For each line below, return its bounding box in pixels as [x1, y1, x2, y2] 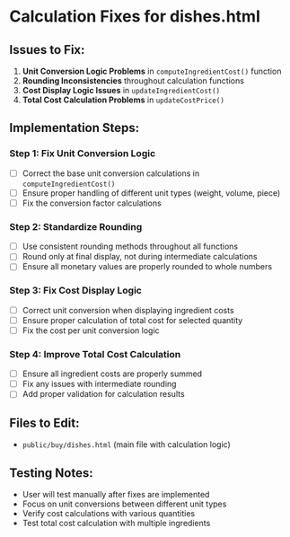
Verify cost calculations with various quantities [22, 507, 196, 518]
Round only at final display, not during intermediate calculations [22, 251, 258, 262]
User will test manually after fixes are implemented [22, 489, 210, 499]
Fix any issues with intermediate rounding [22, 379, 177, 390]
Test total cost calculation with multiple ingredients [22, 517, 211, 528]
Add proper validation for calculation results [22, 389, 186, 400]
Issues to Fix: [9, 42, 85, 57]
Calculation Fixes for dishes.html [9, 6, 260, 27]
